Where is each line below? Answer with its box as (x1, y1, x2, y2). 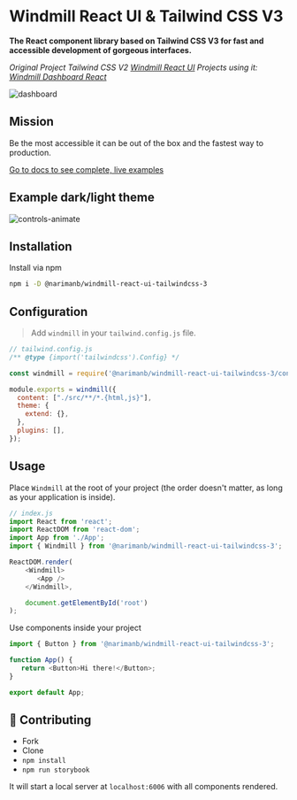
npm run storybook (21, 765, 90, 775)
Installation (9, 239, 72, 254)
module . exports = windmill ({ (9, 385, 117, 394)
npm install (21, 757, 66, 765)
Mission (9, 114, 55, 129)
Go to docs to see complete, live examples (9, 164, 164, 174)
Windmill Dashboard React (9, 71, 107, 81)
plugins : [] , (17, 427, 65, 435)
